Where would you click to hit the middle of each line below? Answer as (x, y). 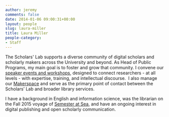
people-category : (23, 38)
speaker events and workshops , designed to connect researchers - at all (80, 73)
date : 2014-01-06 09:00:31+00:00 (40, 19)
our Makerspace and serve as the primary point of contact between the (79, 83)
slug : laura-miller (26, 29)
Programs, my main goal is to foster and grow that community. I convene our (84, 67)
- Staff (13, 43)
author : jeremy (21, 10)
